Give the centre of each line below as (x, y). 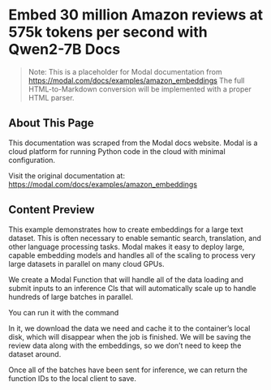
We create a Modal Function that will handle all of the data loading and (126, 279)
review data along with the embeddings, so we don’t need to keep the (125, 345)
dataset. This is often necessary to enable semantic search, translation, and (135, 238)
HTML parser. (51, 97)
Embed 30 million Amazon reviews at (136, 15)
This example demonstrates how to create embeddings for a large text (126, 229)
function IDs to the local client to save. (72, 378)
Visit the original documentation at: (67, 175)
